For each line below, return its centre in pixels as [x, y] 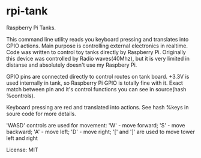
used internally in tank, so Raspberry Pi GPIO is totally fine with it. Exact [94, 83]
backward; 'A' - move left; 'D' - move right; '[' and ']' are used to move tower [100, 132]
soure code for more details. [41, 114]
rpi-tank [27, 11]
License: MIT [22, 150]
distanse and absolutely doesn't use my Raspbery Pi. [72, 65]
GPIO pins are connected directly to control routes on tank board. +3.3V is [98, 76]
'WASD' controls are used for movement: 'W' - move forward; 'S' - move [96, 125]
